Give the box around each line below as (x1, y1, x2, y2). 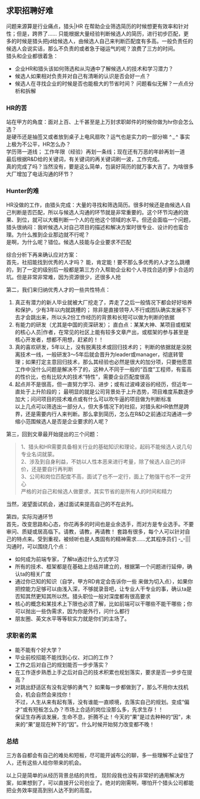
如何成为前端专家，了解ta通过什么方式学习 (14, 555, 119, 563)
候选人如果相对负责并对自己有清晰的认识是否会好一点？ (14, 72, 151, 79)
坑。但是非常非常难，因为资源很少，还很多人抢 (6, 273, 121, 281)
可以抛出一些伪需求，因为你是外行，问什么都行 (14, 608, 130, 615)
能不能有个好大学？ (14, 646, 62, 653)
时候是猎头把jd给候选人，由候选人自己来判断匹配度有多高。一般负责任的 (16, 38, 193, 45)
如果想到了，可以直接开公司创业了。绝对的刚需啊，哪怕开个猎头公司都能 (16, 779, 194, 786)
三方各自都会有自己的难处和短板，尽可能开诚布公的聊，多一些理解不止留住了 (6, 752, 194, 759)
